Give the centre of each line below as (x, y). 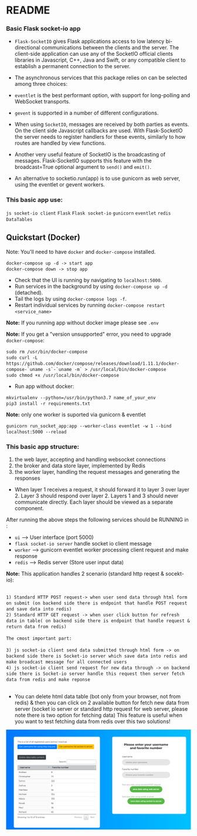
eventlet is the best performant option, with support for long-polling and (102, 95)
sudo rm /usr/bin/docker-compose (47, 352)
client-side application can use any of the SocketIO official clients (94, 54)
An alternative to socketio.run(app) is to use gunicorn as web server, (97, 178)
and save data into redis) (39, 609)
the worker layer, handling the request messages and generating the (97, 471)
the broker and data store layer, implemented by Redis (80, 466)
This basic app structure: (43, 446)
